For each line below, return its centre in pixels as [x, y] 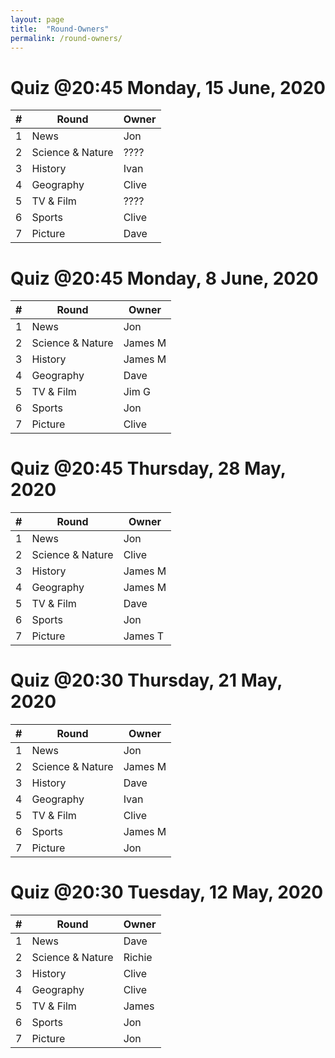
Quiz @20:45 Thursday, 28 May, [148, 468]
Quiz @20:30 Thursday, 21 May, [146, 680]
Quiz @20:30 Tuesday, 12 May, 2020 [167, 892]
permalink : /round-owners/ [66, 38]
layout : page [37, 19]
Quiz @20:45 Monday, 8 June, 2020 [164, 278]
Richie [138, 958]
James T [144, 636]
